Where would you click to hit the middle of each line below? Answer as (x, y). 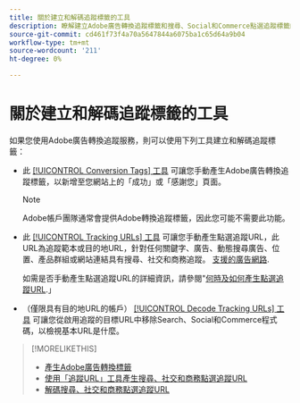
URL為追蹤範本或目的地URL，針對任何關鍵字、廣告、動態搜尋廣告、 (147, 248)
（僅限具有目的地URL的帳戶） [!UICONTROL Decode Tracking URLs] (148, 308)
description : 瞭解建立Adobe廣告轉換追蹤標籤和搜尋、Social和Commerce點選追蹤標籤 (150, 26)
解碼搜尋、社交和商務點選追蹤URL (107, 389)
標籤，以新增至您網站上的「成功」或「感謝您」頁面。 (128, 181)
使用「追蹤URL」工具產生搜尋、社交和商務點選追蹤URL (146, 378)
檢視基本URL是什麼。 (85, 331)
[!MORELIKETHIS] (64, 348)
